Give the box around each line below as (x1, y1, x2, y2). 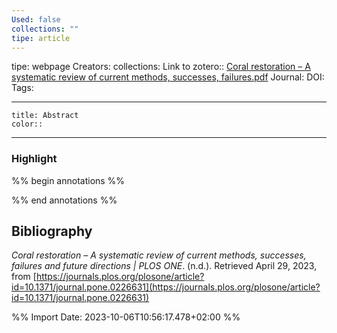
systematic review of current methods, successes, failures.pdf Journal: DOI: (11, 71, 325, 83)
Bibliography (11, 223, 93, 240)
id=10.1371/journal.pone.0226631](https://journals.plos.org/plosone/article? (11, 281, 321, 293)
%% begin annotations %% (11, 174, 126, 186)
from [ (11, 271, 37, 283)
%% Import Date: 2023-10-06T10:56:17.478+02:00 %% (11, 311, 241, 323)
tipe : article (11, 33, 71, 43)
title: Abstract (11, 111, 79, 121)
